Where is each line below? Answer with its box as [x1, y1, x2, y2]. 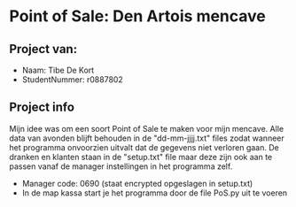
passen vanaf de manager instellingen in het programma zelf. [9, 161, 233, 172]
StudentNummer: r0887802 [21, 74, 124, 85]
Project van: [9, 42, 78, 57]
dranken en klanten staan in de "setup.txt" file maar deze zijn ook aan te [9, 151, 273, 162]
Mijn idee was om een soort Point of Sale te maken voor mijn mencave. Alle [9, 123, 284, 134]
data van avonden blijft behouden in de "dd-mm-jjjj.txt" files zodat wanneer [9, 133, 285, 143]
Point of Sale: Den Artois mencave [9, 6, 266, 27]
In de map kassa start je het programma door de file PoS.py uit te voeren [21, 188, 288, 198]
